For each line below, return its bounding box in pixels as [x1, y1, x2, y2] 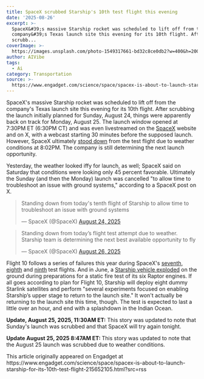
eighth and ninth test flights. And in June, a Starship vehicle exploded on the [6, 266, 197, 273]
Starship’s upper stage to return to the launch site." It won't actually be [6, 292, 183, 299]
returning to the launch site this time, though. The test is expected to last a [6, 298, 192, 305]
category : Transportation [6, 71, 72, 77]
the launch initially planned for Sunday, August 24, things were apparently [6, 112, 191, 119]
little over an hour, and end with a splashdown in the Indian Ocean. [6, 304, 173, 312]
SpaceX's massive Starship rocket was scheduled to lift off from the [6, 99, 176, 106]
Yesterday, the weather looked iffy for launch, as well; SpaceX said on [6, 162, 181, 169]
